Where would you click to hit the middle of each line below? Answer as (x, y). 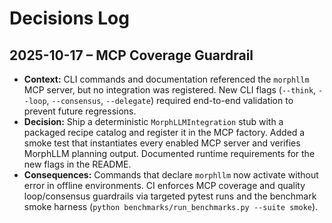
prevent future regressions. (80, 111)
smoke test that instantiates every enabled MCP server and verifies (162, 143)
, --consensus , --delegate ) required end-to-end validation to (170, 100)
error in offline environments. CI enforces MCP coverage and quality (164, 185)
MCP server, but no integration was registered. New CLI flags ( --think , (170, 90)
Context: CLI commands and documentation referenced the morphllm (166, 79)
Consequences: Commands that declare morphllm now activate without (171, 175)
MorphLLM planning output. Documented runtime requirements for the (169, 153)
